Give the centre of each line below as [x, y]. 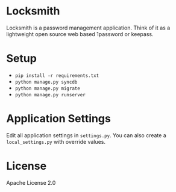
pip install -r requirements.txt [57, 76]
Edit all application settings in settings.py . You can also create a [86, 135]
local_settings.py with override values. [56, 141]
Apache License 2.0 [31, 182]
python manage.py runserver [50, 94]
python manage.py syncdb [46, 82]
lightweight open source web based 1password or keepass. [80, 34]
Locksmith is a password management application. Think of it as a [88, 28]
